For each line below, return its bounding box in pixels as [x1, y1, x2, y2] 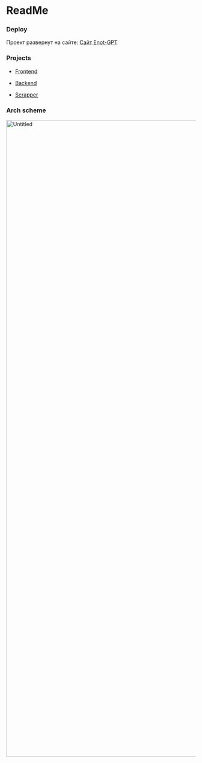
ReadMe [6, 4, 49, 17]
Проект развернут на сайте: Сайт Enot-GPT [6, 39, 118, 46]
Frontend [14, 68, 38, 75]
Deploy [6, 25, 28, 34]
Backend [14, 79, 37, 86]
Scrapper [14, 91, 38, 98]
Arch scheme [6, 106, 46, 115]
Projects [6, 54, 31, 62]
